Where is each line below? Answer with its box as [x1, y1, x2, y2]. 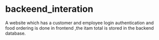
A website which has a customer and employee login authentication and [5, 20, 154, 26]
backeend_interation [5, 3, 94, 15]
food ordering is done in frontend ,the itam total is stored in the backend [5, 25, 154, 31]
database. [5, 30, 26, 36]
